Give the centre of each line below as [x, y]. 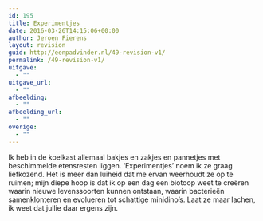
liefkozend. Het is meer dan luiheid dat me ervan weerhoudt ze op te [121, 174]
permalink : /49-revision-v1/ [57, 61]
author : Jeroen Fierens [48, 38]
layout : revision [37, 45]
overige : [23, 127]
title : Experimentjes [44, 23]
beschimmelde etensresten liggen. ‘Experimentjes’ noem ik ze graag [120, 165]
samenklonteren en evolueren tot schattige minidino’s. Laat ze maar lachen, [132, 199]
